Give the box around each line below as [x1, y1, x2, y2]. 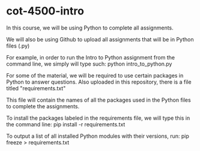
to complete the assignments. [6, 102, 80, 109]
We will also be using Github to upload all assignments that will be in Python [6, 35, 194, 43]
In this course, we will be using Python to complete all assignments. [6, 24, 174, 31]
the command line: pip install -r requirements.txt [6, 120, 126, 128]
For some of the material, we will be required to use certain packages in [6, 72, 184, 79]
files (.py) [6, 42, 30, 49]
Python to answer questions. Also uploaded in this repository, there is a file [6, 78, 192, 85]
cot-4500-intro [6, 4, 84, 18]
